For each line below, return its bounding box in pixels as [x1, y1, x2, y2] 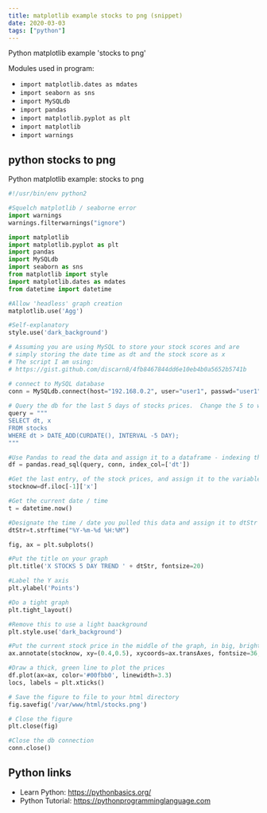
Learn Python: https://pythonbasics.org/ [19, 787, 152, 797]
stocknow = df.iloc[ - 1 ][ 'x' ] [8, 483, 98, 491]
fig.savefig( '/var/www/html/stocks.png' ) [8, 701, 148, 709]
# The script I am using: [8, 358, 94, 366]
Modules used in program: [8, 64, 95, 73]
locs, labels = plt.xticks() [8, 678, 105, 686]
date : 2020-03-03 [8, 19, 66, 27]
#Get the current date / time [8, 497, 109, 505]
